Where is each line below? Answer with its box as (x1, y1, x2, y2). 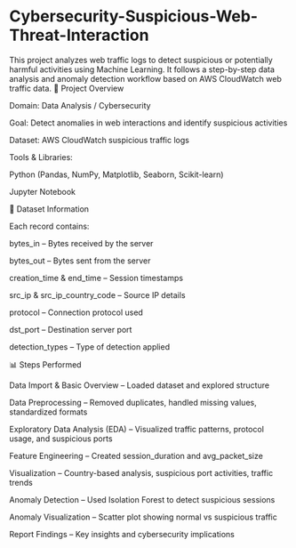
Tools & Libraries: (9, 151, 73, 162)
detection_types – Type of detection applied (9, 341, 171, 352)
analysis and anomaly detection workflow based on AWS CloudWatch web (9, 73, 282, 84)
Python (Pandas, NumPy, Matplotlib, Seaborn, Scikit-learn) (9, 169, 224, 180)
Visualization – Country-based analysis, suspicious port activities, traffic (9, 467, 274, 478)
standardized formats (9, 407, 88, 417)
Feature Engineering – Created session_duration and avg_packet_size (9, 450, 264, 461)
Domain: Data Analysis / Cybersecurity (9, 100, 151, 110)
